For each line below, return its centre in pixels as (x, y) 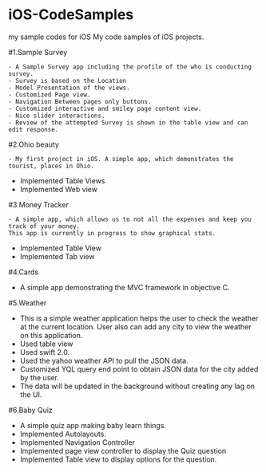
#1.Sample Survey (38, 52)
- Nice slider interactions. (57, 116)
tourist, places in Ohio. (51, 166)
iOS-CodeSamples (71, 15)
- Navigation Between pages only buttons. (80, 101)
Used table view (46, 344)
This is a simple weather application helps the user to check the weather (139, 318)
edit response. (34, 129)
